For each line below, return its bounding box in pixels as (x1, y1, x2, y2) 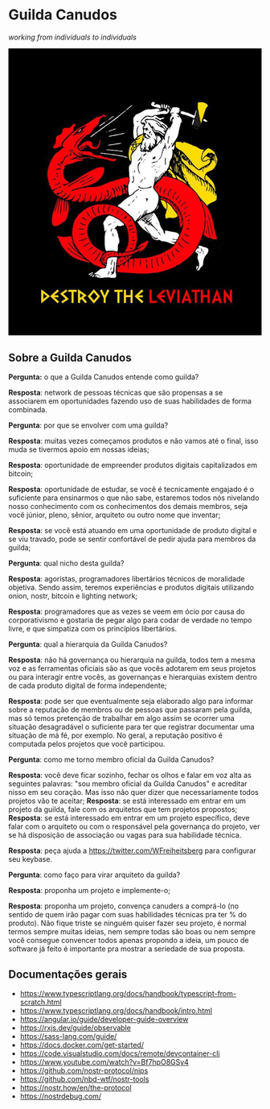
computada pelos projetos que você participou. (8, 739, 166, 749)
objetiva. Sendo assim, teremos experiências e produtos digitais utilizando (8, 582, 255, 593)
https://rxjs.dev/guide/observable (19, 1023, 131, 1032)
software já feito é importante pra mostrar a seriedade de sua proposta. (8, 944, 245, 954)
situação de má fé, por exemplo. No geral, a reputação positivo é (8, 730, 223, 740)
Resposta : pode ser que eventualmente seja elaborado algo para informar (8, 697, 254, 706)
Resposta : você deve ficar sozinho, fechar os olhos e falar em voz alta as (8, 771, 252, 780)
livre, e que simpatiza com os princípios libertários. (8, 624, 178, 634)
